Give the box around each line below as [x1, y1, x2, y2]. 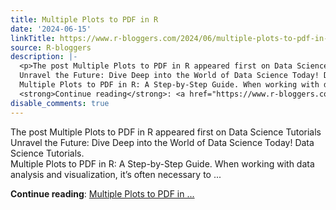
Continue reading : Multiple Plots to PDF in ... [10, 187, 195, 200]
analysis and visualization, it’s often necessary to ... [10, 168, 222, 180]
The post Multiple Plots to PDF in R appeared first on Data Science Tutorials [10, 126, 322, 138]
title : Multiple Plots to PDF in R [10, 14, 159, 25]
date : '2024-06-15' [10, 24, 92, 34]
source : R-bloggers [10, 42, 92, 53]
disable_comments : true [10, 98, 110, 108]
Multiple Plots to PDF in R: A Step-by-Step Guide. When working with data [10, 157, 315, 170]
